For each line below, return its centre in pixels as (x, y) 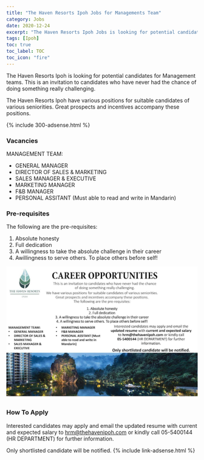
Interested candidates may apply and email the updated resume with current (102, 425)
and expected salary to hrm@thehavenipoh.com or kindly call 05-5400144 (100, 432)
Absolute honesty (37, 238)
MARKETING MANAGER (45, 185)
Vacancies (22, 141)
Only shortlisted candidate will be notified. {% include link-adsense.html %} (101, 450)
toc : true (19, 45)
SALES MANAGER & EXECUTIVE (56, 178)
